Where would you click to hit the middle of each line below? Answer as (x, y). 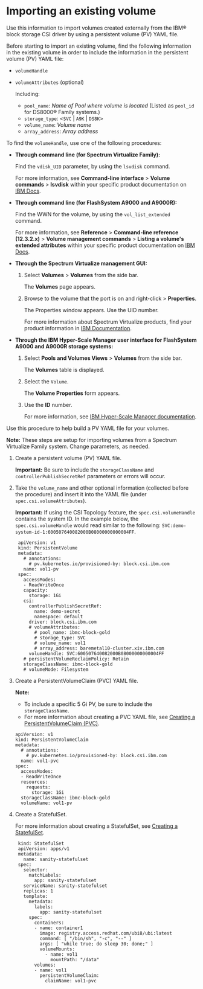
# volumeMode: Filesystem (56, 669)
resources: (34, 782)
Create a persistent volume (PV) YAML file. (68, 458)
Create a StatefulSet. (41, 814)
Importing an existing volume (81, 11)
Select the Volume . (46, 381)
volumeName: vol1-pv (47, 803)
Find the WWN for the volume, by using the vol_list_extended (92, 214)
